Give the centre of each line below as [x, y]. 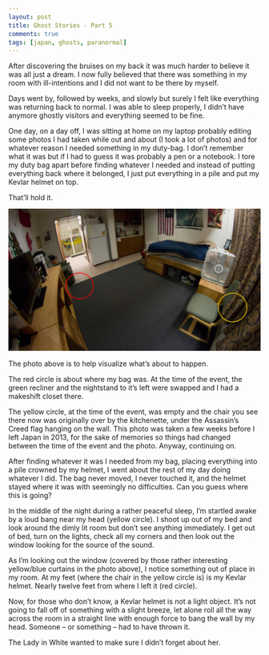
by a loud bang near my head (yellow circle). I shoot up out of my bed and [130, 519]
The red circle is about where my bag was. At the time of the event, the [125, 379]
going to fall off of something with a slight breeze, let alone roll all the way [130, 609]
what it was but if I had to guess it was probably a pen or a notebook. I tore [132, 157]
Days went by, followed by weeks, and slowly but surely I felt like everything [134, 98]
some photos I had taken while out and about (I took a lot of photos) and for [133, 139]
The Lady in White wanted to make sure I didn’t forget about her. [114, 642]
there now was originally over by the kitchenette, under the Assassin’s [124, 420]
